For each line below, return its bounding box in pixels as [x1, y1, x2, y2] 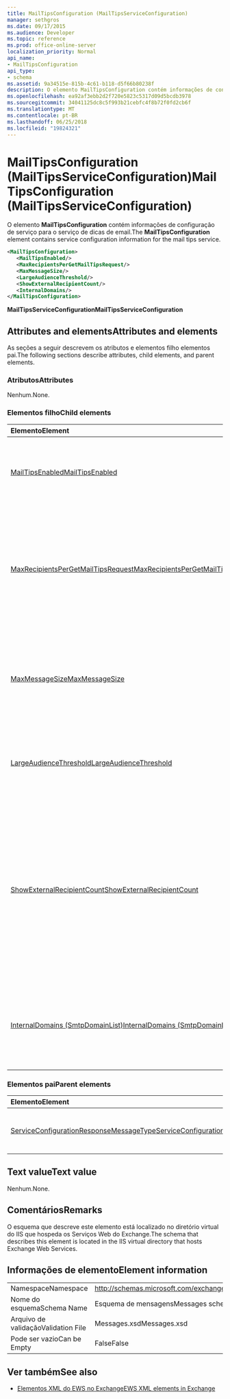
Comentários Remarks [7, 1204, 103, 1216]
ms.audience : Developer [7, 29, 75, 36]
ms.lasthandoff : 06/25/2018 [7, 118, 88, 125]
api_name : [7, 55, 36, 62]
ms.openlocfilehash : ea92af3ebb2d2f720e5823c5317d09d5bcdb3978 [7, 93, 192, 100]
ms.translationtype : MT [7, 106, 75, 112]
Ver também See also [7, 1366, 98, 1378]
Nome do [10, 1295, 40, 1304]
